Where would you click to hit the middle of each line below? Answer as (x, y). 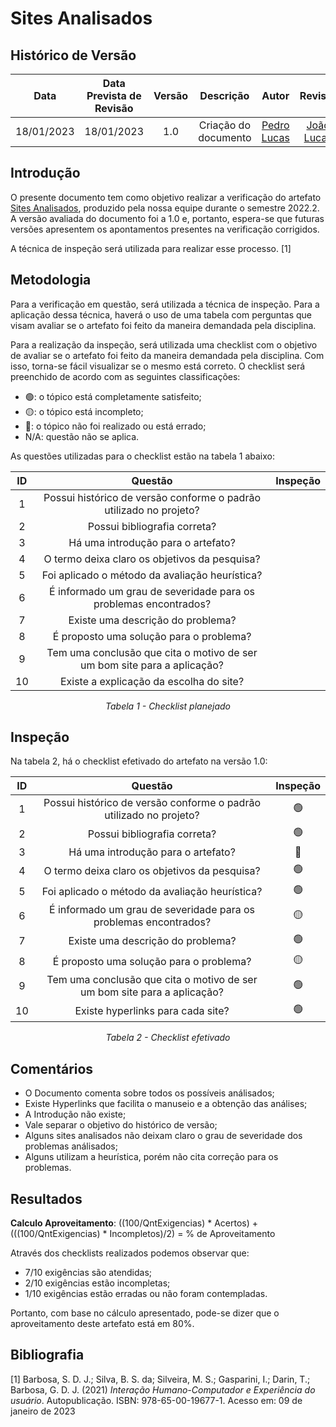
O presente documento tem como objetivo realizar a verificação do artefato (166, 197)
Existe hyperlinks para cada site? (152, 1010)
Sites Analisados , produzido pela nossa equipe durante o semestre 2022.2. (165, 208)
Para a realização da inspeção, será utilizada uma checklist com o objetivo (164, 344)
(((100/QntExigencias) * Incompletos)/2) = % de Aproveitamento (143, 1234)
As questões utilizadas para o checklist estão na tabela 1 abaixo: (142, 456)
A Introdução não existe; (75, 1114)
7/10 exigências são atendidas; (88, 1273)
